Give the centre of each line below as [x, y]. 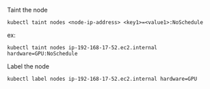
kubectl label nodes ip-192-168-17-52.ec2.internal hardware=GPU [102, 79]
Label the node [28, 66]
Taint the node [27, 10]
